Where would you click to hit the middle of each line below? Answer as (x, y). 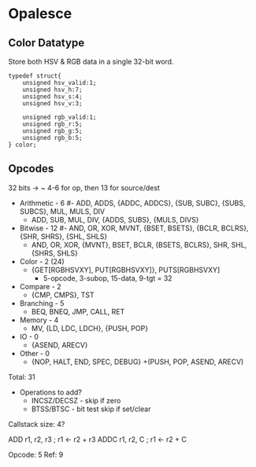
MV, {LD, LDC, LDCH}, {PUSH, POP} (89, 328)
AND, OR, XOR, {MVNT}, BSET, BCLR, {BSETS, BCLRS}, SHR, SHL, (139, 245)
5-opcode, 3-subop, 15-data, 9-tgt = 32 (108, 278)
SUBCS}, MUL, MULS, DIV (62, 211)
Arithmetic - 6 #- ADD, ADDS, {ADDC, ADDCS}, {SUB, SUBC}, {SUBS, (132, 203)
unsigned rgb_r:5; (52, 124)
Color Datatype (46, 43)
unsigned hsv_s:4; (52, 97)
